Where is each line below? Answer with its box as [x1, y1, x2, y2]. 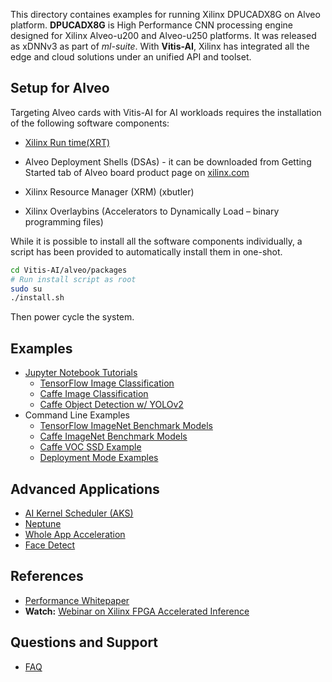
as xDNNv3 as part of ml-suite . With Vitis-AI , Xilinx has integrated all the [10, 40, 310, 52]
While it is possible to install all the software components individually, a [10, 235, 303, 247]
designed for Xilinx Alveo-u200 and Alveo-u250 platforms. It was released [10, 30, 317, 41]
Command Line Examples [24, 409, 130, 421]
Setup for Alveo [10, 80, 110, 97]
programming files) [24, 215, 104, 228]
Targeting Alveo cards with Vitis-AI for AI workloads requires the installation [10, 106, 322, 118]
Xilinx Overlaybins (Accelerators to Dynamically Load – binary [24, 205, 280, 217]
